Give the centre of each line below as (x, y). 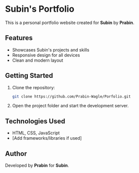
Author (16, 154)
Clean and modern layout (38, 60)
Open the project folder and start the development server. (70, 106)
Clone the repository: (34, 87)
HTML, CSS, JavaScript (36, 133)
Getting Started (29, 76)
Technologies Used (35, 121)
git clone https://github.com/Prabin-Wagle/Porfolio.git (71, 97)
